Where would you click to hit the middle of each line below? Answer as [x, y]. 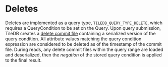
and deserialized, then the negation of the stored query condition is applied [84, 55]
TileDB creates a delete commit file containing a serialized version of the [80, 33]
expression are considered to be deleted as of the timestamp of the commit [83, 44]
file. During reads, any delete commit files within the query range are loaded [84, 49]
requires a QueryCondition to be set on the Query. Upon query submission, [83, 28]
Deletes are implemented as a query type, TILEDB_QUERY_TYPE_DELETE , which [84, 23]
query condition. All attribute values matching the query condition [73, 39]
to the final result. [23, 60]
